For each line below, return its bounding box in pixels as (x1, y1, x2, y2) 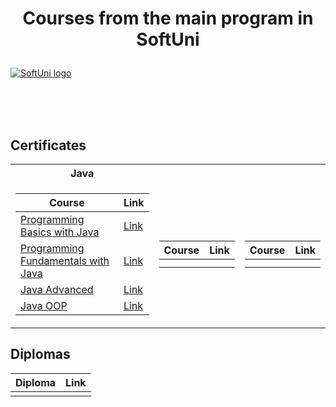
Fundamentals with (20, 254, 110, 267)
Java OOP (20, 299, 68, 312)
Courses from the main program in (22, 7, 314, 30)
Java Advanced (20, 283, 94, 296)
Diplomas (10, 346, 71, 363)
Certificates (10, 137, 87, 154)
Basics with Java (20, 225, 100, 239)
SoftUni (136, 28, 200, 51)
